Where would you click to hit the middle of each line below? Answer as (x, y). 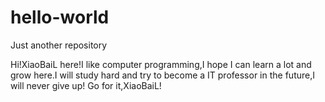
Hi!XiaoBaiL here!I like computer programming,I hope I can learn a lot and (161, 64)
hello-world (60, 17)
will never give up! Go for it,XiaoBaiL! (86, 85)
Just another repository (59, 45)
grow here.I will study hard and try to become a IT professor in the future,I (162, 75)
